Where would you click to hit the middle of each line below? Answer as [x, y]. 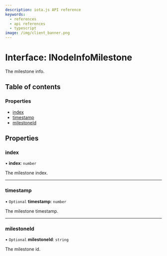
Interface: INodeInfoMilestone [69, 58]
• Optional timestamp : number [36, 201]
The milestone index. [27, 173]
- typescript [23, 28]
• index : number [21, 163]
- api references [28, 24]
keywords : [15, 14]
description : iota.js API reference [43, 10]
